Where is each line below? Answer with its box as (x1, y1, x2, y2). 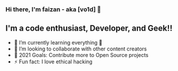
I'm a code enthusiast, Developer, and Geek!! (5, 23, 173, 33)
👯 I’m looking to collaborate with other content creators (13, 45, 147, 52)
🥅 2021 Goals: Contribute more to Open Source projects (13, 51, 149, 58)
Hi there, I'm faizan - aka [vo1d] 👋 (5, 5, 101, 13)
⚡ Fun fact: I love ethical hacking (13, 58, 93, 65)
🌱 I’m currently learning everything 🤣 (13, 39, 103, 46)
